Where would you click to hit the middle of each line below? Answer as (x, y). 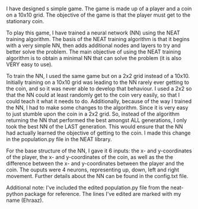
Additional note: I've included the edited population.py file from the (88, 188)
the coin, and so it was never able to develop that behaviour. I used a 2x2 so (99, 88)
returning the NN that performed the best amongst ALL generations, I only (97, 120)
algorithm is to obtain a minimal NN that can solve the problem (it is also (94, 58)
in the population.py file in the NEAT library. (59, 139)
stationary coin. (25, 21)
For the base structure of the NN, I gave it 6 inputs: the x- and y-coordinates (99, 151)
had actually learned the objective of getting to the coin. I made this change (98, 133)
